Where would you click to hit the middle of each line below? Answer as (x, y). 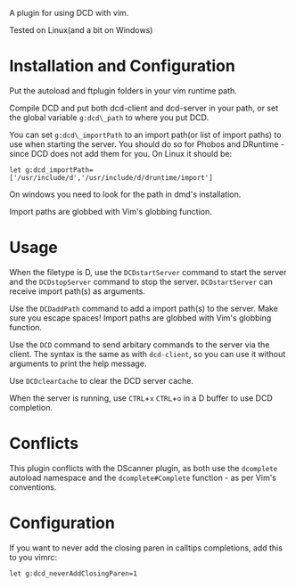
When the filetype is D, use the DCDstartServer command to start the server (148, 272)
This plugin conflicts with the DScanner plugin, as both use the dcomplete (144, 468)
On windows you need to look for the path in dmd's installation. (125, 194)
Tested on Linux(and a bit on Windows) (81, 30)
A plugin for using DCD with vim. (69, 13)
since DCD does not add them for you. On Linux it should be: (121, 153)
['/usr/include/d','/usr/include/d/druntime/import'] (111, 177)
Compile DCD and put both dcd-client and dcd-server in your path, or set (144, 108)
